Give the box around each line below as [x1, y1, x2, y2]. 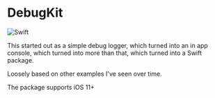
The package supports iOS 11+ [7, 83, 95, 91]
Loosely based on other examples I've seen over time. [7, 70, 162, 78]
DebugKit [7, 5, 63, 21]
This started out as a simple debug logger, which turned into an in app [7, 41, 209, 49]
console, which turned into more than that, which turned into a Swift [7, 49, 202, 57]
